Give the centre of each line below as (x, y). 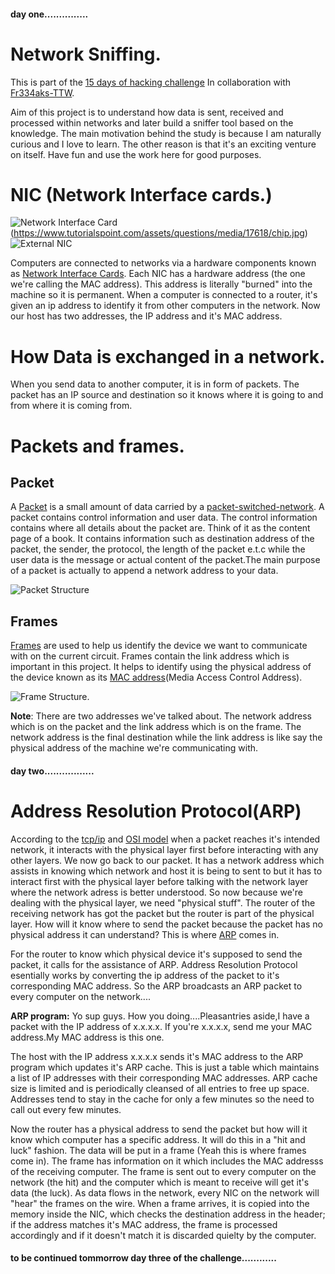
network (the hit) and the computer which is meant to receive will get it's (160, 1182)
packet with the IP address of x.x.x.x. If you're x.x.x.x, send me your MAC (161, 1026)
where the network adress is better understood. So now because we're (157, 892)
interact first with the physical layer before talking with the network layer (159, 881)
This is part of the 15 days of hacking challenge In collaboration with (151, 82)
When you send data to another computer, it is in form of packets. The (155, 384)
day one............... (49, 14)
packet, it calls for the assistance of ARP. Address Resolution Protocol (154, 964)
